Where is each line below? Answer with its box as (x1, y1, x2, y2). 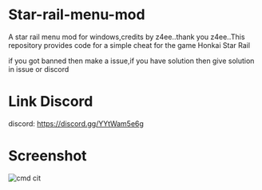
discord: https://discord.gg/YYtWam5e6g (8, 118, 144, 129)
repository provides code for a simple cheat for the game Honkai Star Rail (8, 40, 250, 49)
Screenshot (8, 147, 87, 165)
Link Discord (8, 93, 93, 111)
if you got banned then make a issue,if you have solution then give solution (8, 56, 255, 65)
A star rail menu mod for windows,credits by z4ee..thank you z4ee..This (8, 32, 245, 42)
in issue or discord (8, 64, 69, 73)
